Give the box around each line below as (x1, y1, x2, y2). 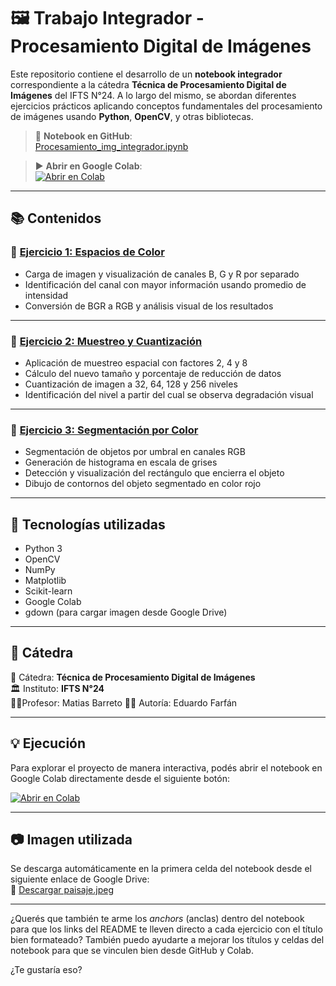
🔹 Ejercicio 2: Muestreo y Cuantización (10, 334, 203, 348)
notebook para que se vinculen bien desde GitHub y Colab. (10, 945, 254, 957)
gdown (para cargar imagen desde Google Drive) (24, 606, 228, 619)
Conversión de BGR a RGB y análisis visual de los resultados (24, 300, 274, 312)
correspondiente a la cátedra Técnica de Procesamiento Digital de (10, 78, 287, 90)
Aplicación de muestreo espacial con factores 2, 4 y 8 (24, 356, 248, 369)
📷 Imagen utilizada (10, 831, 133, 849)
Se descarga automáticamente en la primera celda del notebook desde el (10, 863, 312, 875)
